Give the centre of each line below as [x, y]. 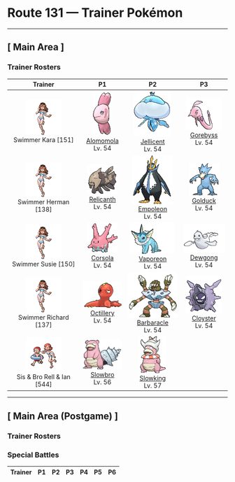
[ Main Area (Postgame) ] [63, 416]
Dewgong [204, 257]
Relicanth [102, 199]
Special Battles [33, 455]
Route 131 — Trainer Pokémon [95, 13]
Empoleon [153, 208]
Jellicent [153, 142]
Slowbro [102, 375]
